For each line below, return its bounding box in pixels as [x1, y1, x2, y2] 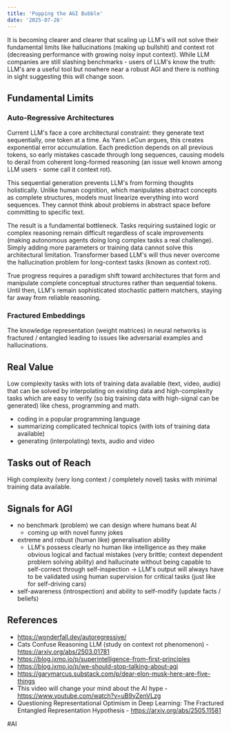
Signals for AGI [7, 502, 73, 515]
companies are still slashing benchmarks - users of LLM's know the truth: [7, 57, 216, 66]
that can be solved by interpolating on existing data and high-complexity [7, 387, 213, 395]
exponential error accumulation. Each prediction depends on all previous [7, 143, 214, 152]
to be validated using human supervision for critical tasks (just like [27, 572, 216, 580]
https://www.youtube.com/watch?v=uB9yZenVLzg [17, 692, 161, 700]
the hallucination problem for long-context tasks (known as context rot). [7, 258, 212, 267]
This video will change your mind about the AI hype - [17, 684, 168, 692]
